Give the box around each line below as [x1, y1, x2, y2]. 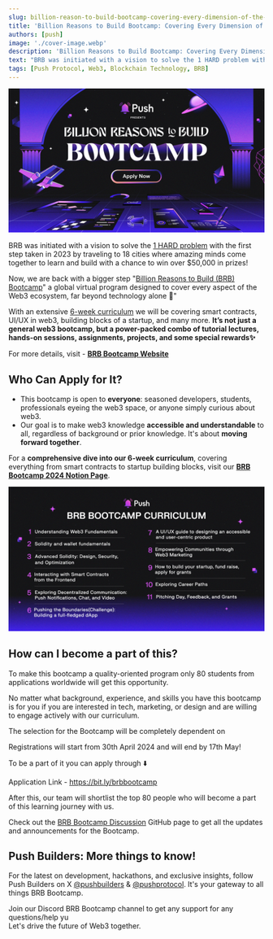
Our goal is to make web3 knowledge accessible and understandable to [19, 420, 264, 430]
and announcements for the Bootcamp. [8, 826, 140, 836]
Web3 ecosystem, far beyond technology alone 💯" [8, 291, 177, 301]
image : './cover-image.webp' [8, 39, 107, 47]
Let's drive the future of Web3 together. [8, 921, 141, 931]
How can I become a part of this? [8, 647, 179, 661]
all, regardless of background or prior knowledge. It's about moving [19, 429, 248, 439]
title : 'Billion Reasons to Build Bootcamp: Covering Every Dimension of [8, 21, 264, 30]
